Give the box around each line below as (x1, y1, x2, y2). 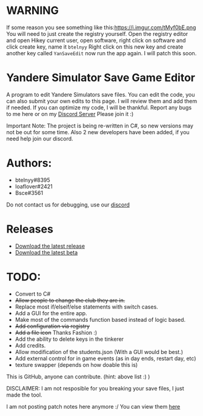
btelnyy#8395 (15, 176, 50, 183)
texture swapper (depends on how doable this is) (15, 361, 138, 368)
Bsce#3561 (15, 189, 44, 196)
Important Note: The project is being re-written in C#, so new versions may (6, 122, 194, 129)
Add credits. (15, 341, 46, 349)
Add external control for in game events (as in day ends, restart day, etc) (15, 355, 196, 362)
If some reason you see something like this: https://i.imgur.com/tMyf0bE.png (6, 24, 196, 31)
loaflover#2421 (15, 183, 53, 190)
